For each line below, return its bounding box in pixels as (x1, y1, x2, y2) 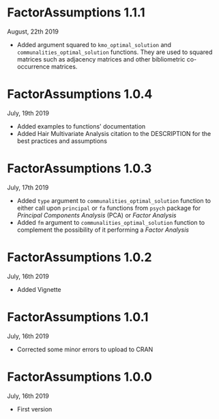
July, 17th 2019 (7, 183, 49, 191)
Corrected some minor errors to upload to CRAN (16, 345, 154, 353)
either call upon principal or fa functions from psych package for (16, 204, 201, 212)
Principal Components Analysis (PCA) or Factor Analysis (16, 211, 177, 219)
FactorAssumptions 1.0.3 (7, 161, 152, 176)
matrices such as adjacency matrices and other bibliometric (16, 55, 186, 63)
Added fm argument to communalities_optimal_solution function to (16, 218, 205, 226)
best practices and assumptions (16, 137, 108, 145)
